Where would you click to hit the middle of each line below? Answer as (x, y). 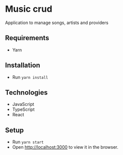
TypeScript (23, 109)
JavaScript (23, 104)
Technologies (27, 92)
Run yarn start (28, 142)
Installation (23, 65)
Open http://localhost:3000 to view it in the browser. (65, 147)
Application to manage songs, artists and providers (57, 23)
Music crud (29, 9)
